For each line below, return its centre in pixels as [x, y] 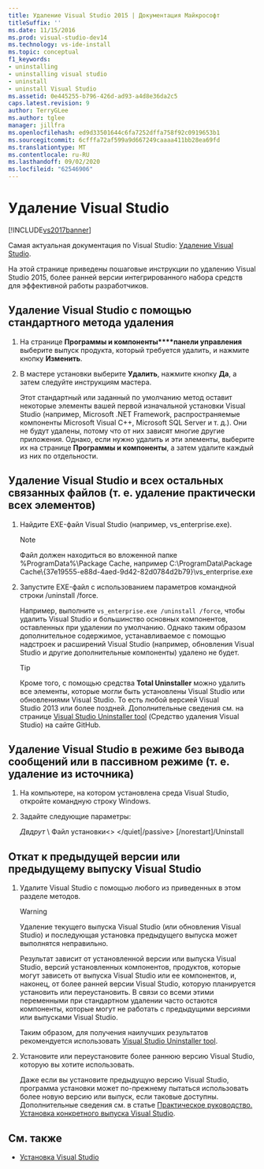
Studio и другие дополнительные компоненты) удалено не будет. [129, 652]
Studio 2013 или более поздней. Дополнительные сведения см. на [132, 708]
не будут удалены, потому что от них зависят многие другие [122, 431]
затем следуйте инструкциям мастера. [86, 382]
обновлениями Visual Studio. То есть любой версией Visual [119, 700]
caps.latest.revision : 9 [49, 103]
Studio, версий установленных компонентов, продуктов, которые [130, 967]
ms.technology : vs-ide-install [59, 45]
